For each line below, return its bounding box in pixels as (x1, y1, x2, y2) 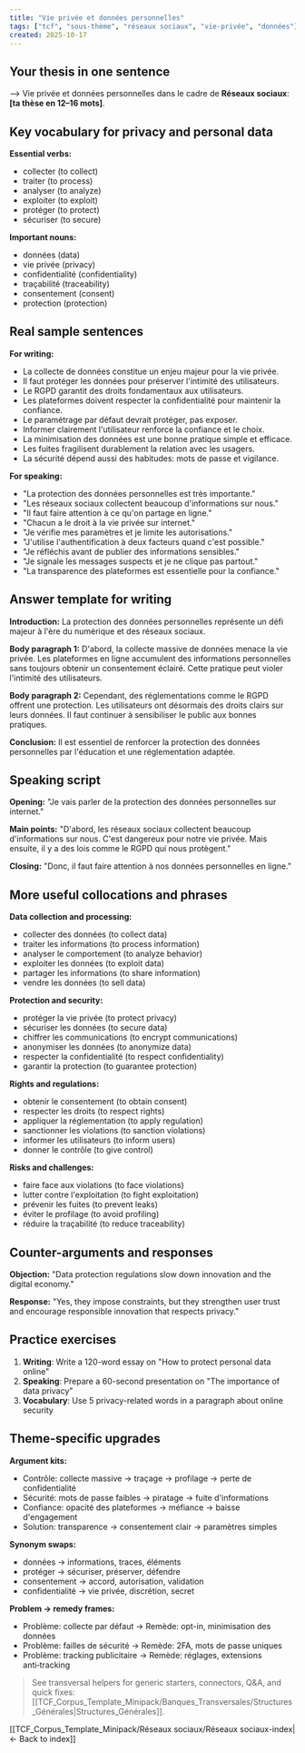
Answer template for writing (9, 592, 172, 608)
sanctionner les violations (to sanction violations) (22, 1125, 206, 1136)
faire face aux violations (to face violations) (22, 1180, 184, 1191)
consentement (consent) (22, 288, 115, 298)
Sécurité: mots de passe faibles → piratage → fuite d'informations (22, 1492, 270, 1503)
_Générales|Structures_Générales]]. (31, 1706, 165, 1717)
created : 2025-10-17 (9, 30, 88, 39)
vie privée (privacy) (22, 259, 96, 269)
